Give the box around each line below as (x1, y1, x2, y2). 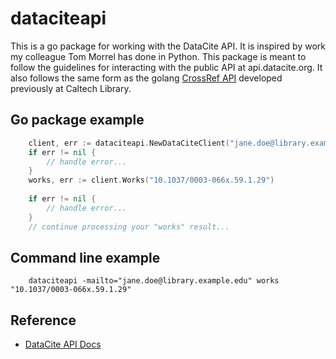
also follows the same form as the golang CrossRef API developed (10, 72, 283, 84)
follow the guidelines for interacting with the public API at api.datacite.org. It (10, 61, 323, 73)
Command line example (10, 249, 161, 266)
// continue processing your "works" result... (28, 222, 230, 232)
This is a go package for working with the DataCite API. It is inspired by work (10, 40, 326, 52)
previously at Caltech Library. (10, 82, 132, 94)
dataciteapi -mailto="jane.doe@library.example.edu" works (28, 276, 280, 286)
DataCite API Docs (24, 338, 102, 351)
